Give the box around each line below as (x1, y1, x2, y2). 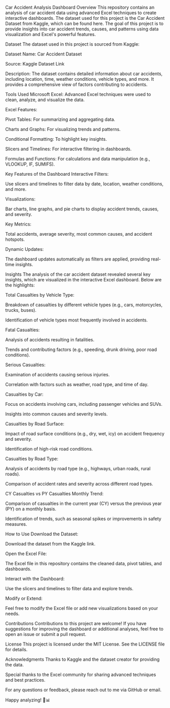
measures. (5, 521, 27, 527)
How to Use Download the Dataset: (5, 531, 78, 537)
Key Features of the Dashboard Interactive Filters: (5, 171, 109, 177)
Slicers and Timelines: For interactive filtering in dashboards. (5, 146, 132, 152)
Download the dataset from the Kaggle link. (5, 541, 96, 546)
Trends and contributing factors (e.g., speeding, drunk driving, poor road (5, 346, 157, 352)
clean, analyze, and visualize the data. (5, 96, 85, 103)
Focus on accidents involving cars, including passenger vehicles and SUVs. (5, 401, 163, 407)
